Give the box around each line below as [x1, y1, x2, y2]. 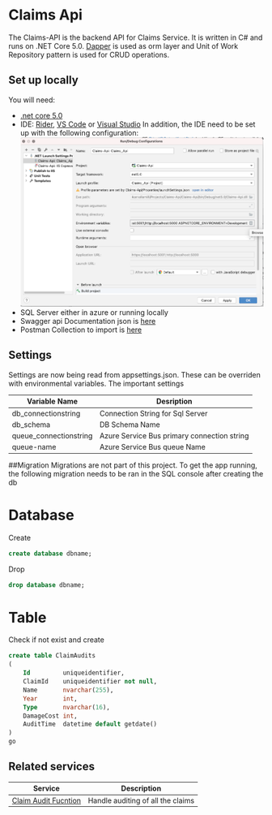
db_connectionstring [11, 408, 81, 418]
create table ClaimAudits [8, 652, 96, 660]
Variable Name [27, 396, 79, 407]
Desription [156, 396, 193, 407]
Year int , [23, 694, 79, 703]
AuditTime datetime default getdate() [23, 720, 158, 728]
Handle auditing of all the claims [87, 796, 195, 805]
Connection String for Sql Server [100, 408, 208, 418]
